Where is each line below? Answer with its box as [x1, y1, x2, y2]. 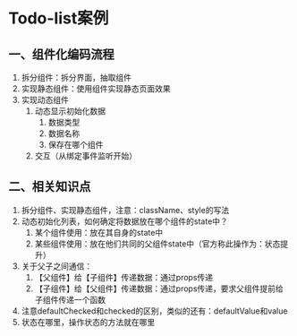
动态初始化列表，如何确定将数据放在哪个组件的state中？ [21, 216, 229, 227]
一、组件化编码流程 [8, 47, 115, 62]
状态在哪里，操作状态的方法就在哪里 [21, 316, 156, 327]
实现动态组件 [21, 95, 69, 105]
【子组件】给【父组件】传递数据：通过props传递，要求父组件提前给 [34, 283, 284, 294]
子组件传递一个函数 [34, 294, 106, 305]
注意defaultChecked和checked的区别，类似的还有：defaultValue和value [21, 306, 288, 316]
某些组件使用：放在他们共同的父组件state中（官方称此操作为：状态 [34, 238, 281, 249]
